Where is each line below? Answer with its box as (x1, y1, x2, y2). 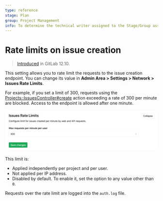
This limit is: (5, 156, 29, 162)
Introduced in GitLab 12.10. (16, 61, 70, 67)
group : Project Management (5, 18, 60, 23)
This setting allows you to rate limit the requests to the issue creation (5, 70, 143, 76)
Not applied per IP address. (12, 170, 67, 176)
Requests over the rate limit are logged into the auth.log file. (5, 190, 126, 196)
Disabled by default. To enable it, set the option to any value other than (12, 175, 154, 182)
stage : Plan (5, 13, 29, 18)
